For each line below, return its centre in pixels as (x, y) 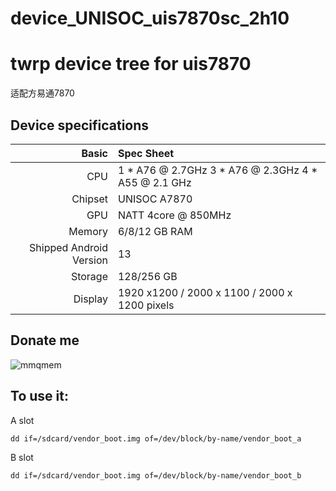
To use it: (39, 396)
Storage (89, 276)
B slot (22, 457)
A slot (22, 420)
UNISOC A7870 (155, 199)
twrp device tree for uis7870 (131, 64)
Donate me (45, 340)
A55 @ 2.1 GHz (154, 182)
